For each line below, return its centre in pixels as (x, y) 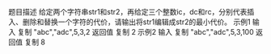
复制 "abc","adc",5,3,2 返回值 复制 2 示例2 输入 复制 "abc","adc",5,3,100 (136, 32)
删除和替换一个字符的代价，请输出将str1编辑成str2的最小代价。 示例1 (136, 22)
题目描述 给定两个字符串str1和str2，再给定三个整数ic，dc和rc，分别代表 (128, 12)
